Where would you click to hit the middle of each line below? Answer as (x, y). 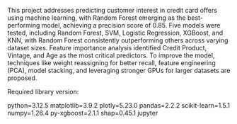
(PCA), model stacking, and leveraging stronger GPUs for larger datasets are (119, 71)
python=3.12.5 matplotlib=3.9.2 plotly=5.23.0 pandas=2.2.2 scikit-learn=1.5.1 (118, 105)
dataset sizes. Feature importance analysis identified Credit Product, (107, 48)
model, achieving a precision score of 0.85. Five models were (131, 25)
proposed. (22, 78)
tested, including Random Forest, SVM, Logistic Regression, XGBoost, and (115, 33)
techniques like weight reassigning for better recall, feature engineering (111, 63)
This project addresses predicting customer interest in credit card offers (112, 10)
